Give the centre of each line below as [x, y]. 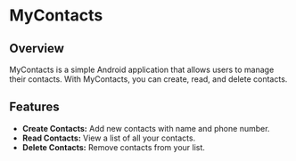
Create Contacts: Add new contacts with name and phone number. [146, 128]
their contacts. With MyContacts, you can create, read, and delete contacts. [148, 79]
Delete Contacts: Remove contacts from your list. [113, 147]
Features [34, 107]
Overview [37, 48]
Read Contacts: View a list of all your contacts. [109, 138]
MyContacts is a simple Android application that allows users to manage [142, 69]
